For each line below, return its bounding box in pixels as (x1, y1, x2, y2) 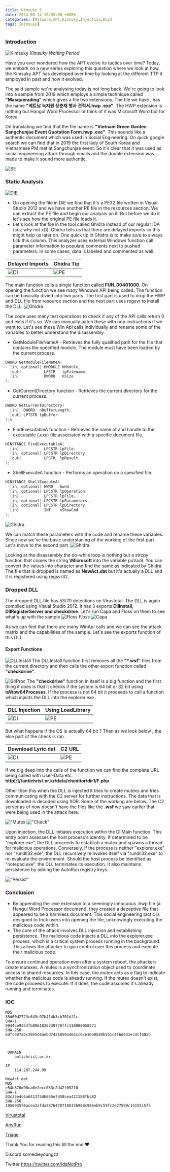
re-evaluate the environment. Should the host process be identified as (5, 855, 152, 861)
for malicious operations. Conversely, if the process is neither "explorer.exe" (5, 845, 165, 851)
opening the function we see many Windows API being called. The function (5, 287, 163, 293)
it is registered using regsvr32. (5, 574, 70, 580)
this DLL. (5, 635, 24, 641)
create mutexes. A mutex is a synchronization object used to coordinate (5, 964, 155, 970)
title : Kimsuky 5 (5, 7, 42, 13)
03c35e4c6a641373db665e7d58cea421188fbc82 (5, 1094, 96, 1099)
